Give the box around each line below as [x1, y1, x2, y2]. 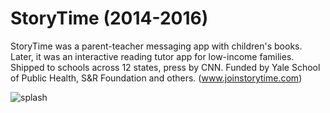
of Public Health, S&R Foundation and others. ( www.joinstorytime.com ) [10, 72, 303, 84]
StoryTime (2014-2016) [10, 7, 209, 30]
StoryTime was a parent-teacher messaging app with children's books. [10, 40, 303, 52]
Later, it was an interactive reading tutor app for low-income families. [10, 50, 295, 62]
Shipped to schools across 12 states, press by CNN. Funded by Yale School [10, 61, 321, 73]
